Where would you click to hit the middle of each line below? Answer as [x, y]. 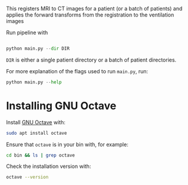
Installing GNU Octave [61, 106]
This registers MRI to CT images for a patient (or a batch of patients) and [94, 9]
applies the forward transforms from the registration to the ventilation [90, 15]
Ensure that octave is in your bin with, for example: [67, 144]
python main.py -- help [34, 82]
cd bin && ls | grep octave [41, 155]
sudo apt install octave [37, 133]
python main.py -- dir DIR [38, 48]
